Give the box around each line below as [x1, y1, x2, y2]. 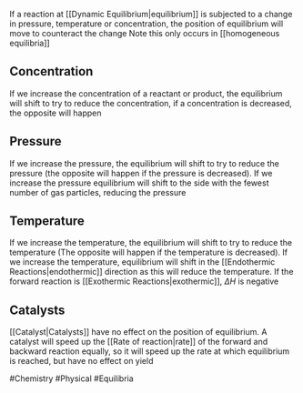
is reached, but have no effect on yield [9, 356, 154, 367]
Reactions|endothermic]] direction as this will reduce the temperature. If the [9, 267, 294, 277]
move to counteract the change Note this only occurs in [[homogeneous [9, 28, 280, 38]
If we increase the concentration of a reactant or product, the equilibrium [9, 87, 283, 99]
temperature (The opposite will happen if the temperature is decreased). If [9, 247, 288, 258]
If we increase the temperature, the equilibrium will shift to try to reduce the [9, 237, 293, 248]
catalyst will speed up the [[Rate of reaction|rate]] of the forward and [9, 337, 268, 348]
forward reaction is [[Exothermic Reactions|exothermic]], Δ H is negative [9, 276, 279, 287]
